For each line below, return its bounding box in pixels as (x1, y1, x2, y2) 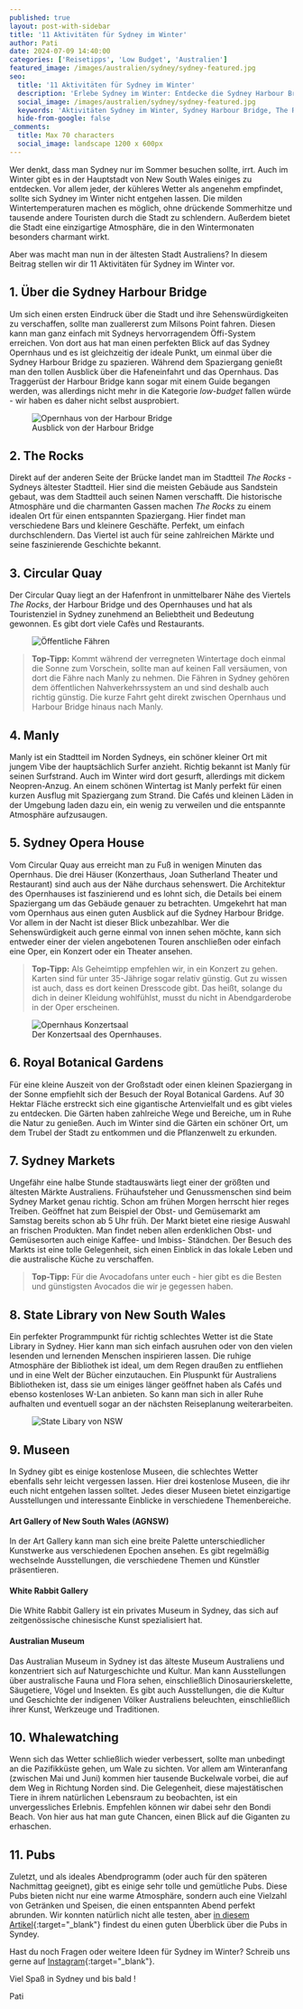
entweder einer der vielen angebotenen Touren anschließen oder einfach (9, 936, 281, 947)
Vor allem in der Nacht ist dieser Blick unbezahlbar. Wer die (9, 916, 230, 927)
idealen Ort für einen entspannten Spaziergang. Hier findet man (9, 511, 246, 521)
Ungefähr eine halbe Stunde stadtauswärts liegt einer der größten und (9, 1177, 271, 1188)
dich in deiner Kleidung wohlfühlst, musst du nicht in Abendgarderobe (31, 991, 291, 1003)
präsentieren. (9, 1564, 60, 1575)
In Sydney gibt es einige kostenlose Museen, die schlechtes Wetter (9, 1466, 259, 1478)
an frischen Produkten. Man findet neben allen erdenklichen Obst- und (9, 1225, 272, 1236)
